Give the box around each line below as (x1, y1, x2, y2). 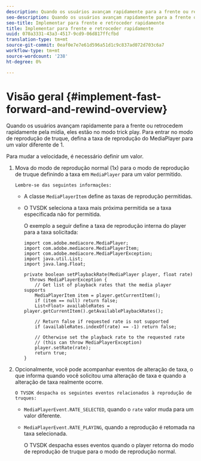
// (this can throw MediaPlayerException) (35, 340, 142, 346)
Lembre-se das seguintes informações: (14, 182, 112, 188)
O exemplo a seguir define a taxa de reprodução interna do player (23, 222, 187, 230)
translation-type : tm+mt (6, 36, 68, 42)
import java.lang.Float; (23, 261, 86, 267)
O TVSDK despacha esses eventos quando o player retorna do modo (23, 442, 194, 449)
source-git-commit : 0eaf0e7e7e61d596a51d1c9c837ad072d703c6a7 (6, 42, 165, 48)
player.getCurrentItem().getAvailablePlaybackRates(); (23, 309, 163, 315)
